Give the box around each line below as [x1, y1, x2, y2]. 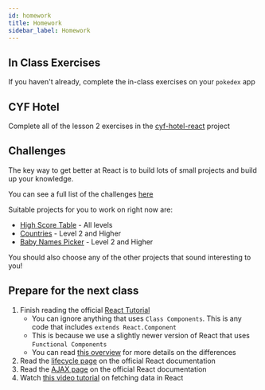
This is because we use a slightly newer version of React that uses [31, 330, 251, 340]
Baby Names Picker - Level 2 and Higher [19, 236, 154, 247]
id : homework [8, 11, 52, 20]
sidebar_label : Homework [8, 26, 91, 34]
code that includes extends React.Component [31, 322, 177, 331]
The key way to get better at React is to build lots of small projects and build [8, 165, 257, 175]
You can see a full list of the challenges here [8, 189, 154, 199]
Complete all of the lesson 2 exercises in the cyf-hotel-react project [8, 121, 231, 131]
